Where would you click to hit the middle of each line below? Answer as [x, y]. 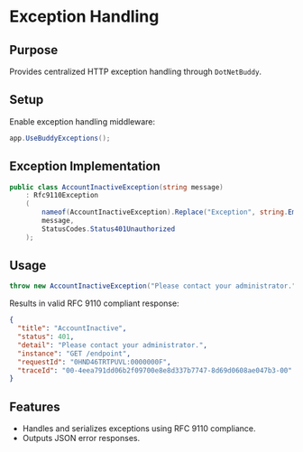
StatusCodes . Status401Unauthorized [109, 229]
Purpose [34, 50]
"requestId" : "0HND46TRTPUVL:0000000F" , [94, 362]
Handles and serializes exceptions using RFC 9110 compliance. [139, 429]
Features [35, 406]
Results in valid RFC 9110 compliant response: [94, 303]
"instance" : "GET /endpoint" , [74, 354]
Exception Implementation [85, 166]
